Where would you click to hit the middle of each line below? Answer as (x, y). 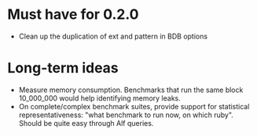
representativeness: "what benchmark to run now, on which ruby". (126, 115)
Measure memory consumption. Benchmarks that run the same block (131, 90)
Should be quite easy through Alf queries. (86, 123)
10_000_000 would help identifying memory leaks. (100, 98)
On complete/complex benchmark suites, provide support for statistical (134, 106)
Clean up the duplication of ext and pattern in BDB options (113, 36)
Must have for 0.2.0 (73, 15)
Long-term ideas (63, 68)
